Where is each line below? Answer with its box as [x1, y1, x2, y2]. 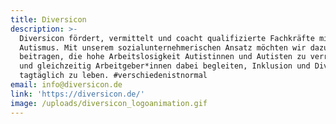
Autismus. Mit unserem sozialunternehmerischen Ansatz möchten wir [19, 42, 307, 53]
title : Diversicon [10, 14, 87, 25]
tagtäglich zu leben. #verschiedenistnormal [19, 71, 208, 81]
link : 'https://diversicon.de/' [10, 89, 145, 99]
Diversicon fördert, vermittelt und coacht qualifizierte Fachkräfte [19, 33, 315, 43]
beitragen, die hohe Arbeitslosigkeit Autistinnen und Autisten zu [19, 52, 307, 62]
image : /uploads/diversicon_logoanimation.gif [10, 98, 208, 108]
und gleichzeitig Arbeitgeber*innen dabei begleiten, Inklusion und [19, 61, 311, 71]
